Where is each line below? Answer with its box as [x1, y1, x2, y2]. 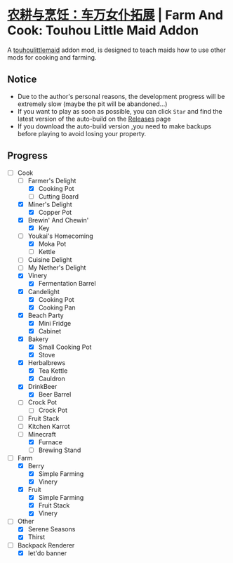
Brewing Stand [38, 446, 81, 454]
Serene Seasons [27, 525, 76, 534]
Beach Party [27, 311, 65, 319]
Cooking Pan [38, 303, 76, 312]
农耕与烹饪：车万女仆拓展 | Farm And [7, 7, 223, 23]
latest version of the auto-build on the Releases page [17, 114, 171, 123]
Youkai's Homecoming [27, 232, 93, 240]
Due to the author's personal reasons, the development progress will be [17, 92, 225, 100]
